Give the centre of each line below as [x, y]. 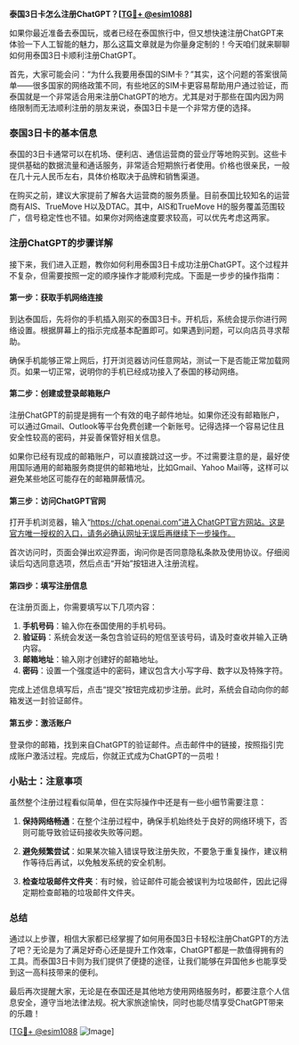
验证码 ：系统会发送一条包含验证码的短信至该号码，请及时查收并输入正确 [154, 637]
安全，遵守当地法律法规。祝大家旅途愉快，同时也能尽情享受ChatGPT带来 [150, 1002]
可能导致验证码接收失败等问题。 [89, 832]
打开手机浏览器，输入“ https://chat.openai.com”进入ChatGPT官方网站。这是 [147, 522]
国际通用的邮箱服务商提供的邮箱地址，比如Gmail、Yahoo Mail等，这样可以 [153, 467]
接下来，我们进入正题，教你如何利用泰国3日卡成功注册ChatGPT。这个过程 [145, 264]
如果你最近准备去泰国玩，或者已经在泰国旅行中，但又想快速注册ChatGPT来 [147, 33]
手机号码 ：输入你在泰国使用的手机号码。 [96, 626]
